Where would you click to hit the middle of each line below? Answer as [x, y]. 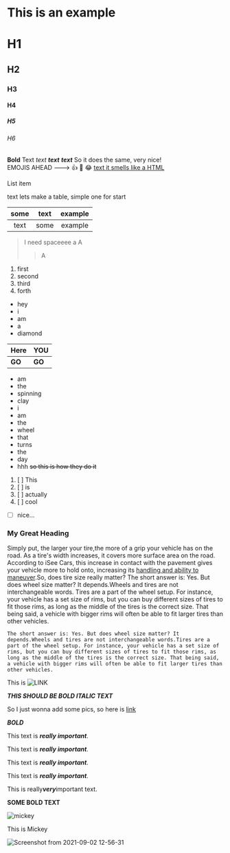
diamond [30, 333]
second [28, 276]
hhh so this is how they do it [57, 466]
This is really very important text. [52, 789]
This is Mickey [27, 829]
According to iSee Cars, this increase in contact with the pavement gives [110, 563]
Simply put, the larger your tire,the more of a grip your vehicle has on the [110, 549]
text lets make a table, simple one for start [67, 197]
